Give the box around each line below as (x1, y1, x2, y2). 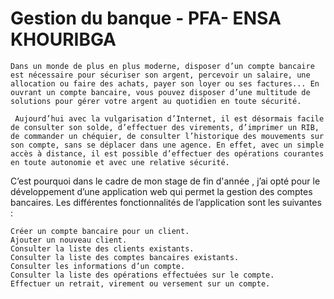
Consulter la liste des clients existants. (10, 243, 195, 254)
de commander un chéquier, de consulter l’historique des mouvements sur (10, 131, 325, 141)
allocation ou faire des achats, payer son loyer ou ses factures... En (10, 78, 320, 89)
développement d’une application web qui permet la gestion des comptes (10, 185, 313, 197)
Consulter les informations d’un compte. (10, 261, 186, 271)
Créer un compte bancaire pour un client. (10, 226, 190, 236)
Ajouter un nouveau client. (10, 235, 128, 245)
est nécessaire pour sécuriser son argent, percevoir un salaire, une (10, 70, 311, 80)
